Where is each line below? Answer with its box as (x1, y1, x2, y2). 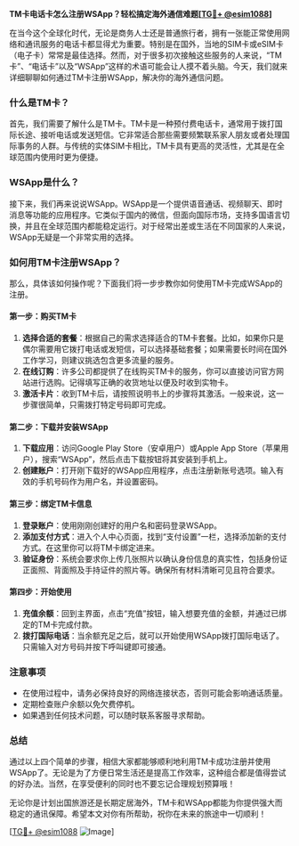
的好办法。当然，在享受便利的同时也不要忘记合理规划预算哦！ (9, 778, 236, 789)
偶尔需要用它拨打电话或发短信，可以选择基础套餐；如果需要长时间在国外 (21, 344, 287, 354)
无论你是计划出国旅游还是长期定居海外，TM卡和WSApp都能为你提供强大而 (9, 797, 283, 809)
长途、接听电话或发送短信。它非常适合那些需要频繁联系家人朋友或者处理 (16, 129, 282, 141)
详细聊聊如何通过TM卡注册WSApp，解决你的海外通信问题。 (9, 72, 229, 83)
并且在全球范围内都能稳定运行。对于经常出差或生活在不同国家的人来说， (24, 220, 290, 231)
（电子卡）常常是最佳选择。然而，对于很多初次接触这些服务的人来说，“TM (9, 50, 282, 61)
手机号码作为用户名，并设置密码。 (37, 476, 163, 487)
